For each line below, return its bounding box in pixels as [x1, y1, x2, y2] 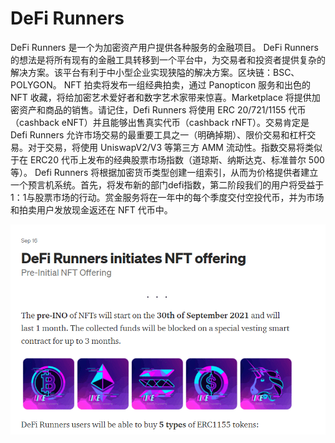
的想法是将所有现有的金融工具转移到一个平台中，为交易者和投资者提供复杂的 [10, 53, 326, 66]
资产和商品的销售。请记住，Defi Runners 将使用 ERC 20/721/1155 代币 [18, 103, 307, 116]
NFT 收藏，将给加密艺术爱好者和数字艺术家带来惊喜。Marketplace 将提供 [10, 91, 312, 103]
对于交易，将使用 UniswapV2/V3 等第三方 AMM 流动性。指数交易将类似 [27, 141, 323, 153]
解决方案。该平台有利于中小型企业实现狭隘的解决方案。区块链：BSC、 [10, 66, 300, 78]
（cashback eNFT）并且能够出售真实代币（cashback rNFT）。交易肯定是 [10, 116, 310, 128]
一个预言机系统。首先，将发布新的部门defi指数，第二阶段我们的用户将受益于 [10, 178, 325, 191]
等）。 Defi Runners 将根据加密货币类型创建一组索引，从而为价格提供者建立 [10, 166, 319, 178]
